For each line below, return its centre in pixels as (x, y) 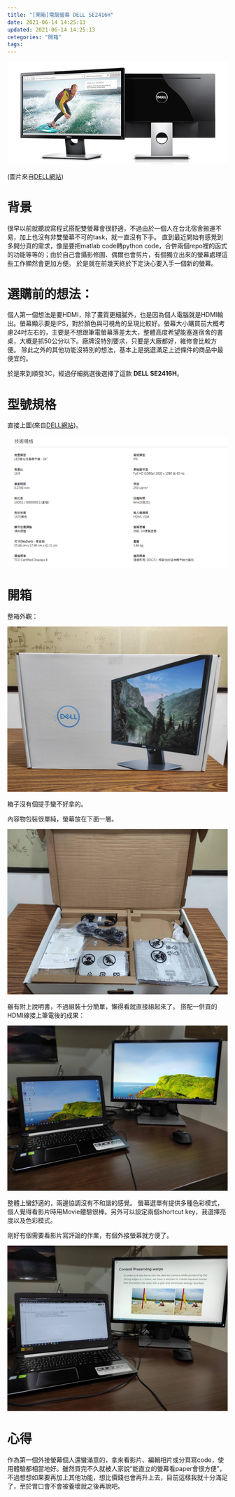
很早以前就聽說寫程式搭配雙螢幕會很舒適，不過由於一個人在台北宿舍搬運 (111, 228)
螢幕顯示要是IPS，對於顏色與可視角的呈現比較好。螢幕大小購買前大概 (119, 323)
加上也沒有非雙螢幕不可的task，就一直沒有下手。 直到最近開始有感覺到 (121, 237)
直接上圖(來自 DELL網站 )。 (45, 425)
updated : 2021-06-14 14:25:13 (51, 29)
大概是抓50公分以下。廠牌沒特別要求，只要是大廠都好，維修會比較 (115, 341)
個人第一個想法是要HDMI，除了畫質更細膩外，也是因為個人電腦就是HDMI (112, 315)
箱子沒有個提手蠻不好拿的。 (47, 804)
